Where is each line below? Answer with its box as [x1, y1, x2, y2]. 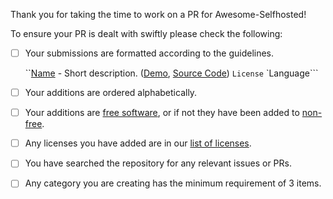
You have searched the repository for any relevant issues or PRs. [24, 157, 292, 169]
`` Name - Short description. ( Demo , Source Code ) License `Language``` [24, 67, 319, 79]
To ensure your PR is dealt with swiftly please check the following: [10, 28, 283, 39]
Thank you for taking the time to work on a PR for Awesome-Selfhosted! [10, 9, 307, 20]
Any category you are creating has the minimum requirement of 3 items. [24, 177, 322, 189]
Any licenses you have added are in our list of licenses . [24, 137, 252, 149]
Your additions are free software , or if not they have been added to [24, 107, 300, 119]
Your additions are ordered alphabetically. [24, 87, 198, 99]
